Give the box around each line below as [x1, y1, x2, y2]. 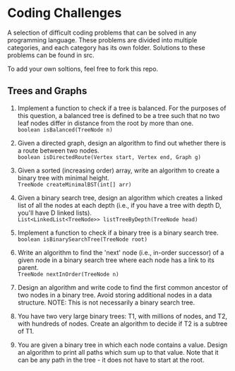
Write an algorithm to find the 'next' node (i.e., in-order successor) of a [17, 248, 224, 257]
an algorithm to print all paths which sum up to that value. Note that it [17, 348, 219, 356]
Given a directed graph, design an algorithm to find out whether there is [17, 139, 227, 147]
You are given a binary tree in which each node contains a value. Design [17, 341, 228, 349]
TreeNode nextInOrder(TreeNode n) [17, 271, 119, 278]
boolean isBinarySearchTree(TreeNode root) [17, 235, 148, 243]
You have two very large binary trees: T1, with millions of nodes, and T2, [17, 312, 228, 320]
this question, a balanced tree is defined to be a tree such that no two [17, 111, 220, 119]
